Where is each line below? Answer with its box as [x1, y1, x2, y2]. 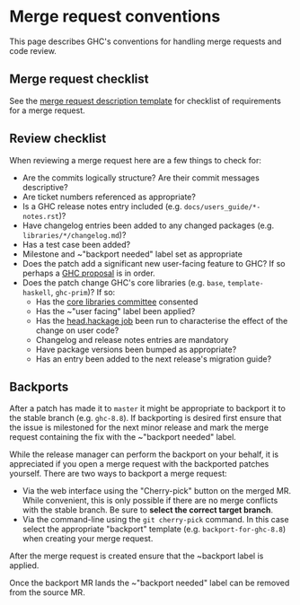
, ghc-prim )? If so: [50, 286, 116, 297]
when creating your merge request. [22, 533, 154, 544]
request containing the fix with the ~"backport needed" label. [9, 432, 236, 443]
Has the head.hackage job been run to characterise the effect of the [35, 315, 288, 326]
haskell [22, 288, 51, 297]
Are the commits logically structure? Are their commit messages [22, 172, 260, 183]
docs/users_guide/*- [183, 202, 261, 212]
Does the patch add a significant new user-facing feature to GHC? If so [22, 258, 286, 268]
